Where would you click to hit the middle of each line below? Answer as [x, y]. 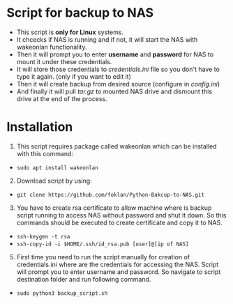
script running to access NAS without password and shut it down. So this [121, 215]
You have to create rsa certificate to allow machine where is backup [114, 208]
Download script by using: [54, 181]
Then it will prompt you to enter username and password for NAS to [115, 54]
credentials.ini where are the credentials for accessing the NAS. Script [118, 264]
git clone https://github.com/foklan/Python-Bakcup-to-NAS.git [111, 195]
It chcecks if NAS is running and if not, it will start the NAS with [107, 39]
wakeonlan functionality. [52, 47]
